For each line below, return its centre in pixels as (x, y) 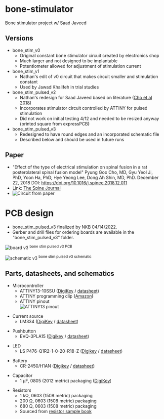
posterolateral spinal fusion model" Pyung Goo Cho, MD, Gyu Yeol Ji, (82, 172)
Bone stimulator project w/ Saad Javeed (46, 23)
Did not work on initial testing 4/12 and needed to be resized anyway (89, 118)
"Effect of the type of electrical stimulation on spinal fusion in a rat (80, 167)
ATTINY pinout (35, 301)
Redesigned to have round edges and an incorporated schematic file (89, 134)
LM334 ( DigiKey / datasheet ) (49, 321)
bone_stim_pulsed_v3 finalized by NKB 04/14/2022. (65, 227)
